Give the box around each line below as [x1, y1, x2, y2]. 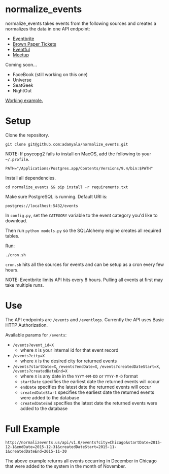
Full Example [5, 423, 60, 434]
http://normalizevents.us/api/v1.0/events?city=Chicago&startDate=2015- [5, 440, 162, 445]
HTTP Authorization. [5, 322, 48, 328]
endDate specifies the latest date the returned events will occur [20, 384, 151, 390]
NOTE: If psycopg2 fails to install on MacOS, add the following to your [5, 151, 151, 157]
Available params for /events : [5, 331, 67, 338]
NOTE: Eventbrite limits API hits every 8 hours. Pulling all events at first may [5, 277, 163, 283]
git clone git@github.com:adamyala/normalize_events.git [5, 142, 128, 147]
